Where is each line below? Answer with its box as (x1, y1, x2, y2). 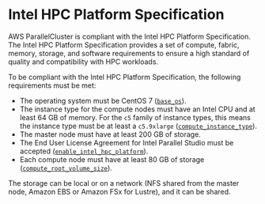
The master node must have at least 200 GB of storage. (19, 129, 202, 139)
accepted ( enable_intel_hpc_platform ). (19, 146, 149, 156)
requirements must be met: (8, 81, 97, 90)
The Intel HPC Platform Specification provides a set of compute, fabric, (8, 40, 240, 49)
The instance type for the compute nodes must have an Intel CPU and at (19, 104, 256, 114)
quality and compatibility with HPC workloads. (8, 57, 159, 66)
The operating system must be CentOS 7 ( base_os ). (19, 96, 187, 105)
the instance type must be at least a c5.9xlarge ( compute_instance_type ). (19, 121, 257, 130)
